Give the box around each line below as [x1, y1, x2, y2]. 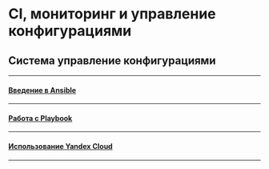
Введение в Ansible [8, 85, 77, 95]
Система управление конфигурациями [8, 54, 216, 67]
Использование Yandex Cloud [8, 142, 114, 151]
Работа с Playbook [8, 113, 73, 123]
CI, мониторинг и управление [8, 5, 216, 23]
